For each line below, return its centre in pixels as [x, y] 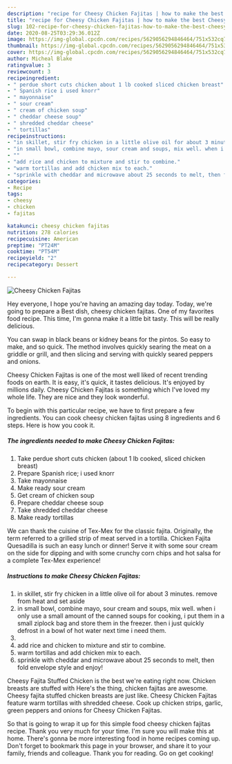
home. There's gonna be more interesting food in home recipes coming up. [114, 738]
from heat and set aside [51, 601]
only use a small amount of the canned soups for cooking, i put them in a [121, 616]
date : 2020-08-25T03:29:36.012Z [54, 33]
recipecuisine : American [43, 239]
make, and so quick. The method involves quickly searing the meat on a [109, 347]
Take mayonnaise [42, 480]
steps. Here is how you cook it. [51, 425]
